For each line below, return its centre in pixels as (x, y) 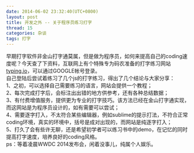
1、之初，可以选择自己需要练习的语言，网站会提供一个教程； (79, 85)
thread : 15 (19, 28)
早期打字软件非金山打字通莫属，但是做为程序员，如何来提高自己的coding (94, 56)
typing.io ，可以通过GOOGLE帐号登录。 (53, 71)
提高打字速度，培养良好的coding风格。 (53, 137)
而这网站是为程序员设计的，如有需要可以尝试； (63, 107)
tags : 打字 (19, 39)
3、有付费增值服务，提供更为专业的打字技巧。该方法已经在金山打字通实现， (98, 100)
